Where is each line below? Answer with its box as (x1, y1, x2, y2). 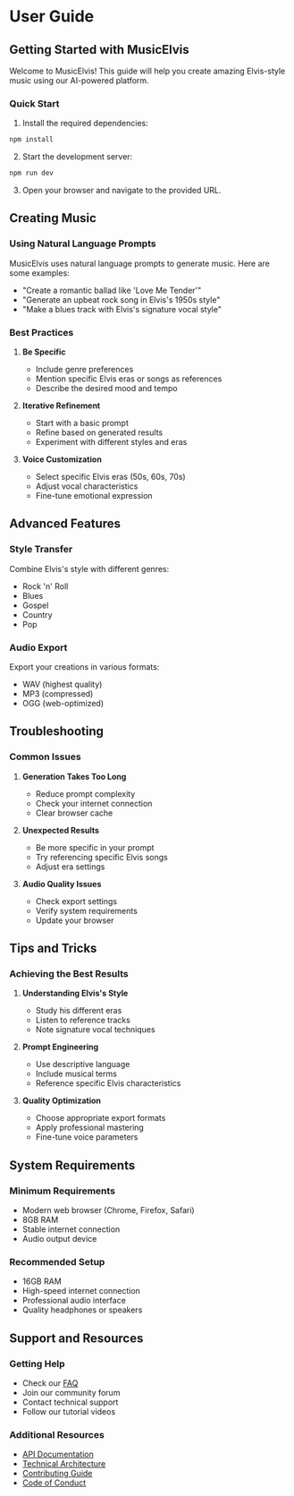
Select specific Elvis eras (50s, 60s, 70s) (35, 472, 186, 483)
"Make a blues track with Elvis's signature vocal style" (21, 303, 222, 314)
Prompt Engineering (21, 1041, 99, 1053)
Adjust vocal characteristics (35, 481, 139, 492)
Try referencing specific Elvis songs (35, 851, 168, 862)
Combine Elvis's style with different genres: (9, 563, 170, 574)
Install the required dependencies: (21, 118, 149, 129)
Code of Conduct (21, 1477, 87, 1488)
